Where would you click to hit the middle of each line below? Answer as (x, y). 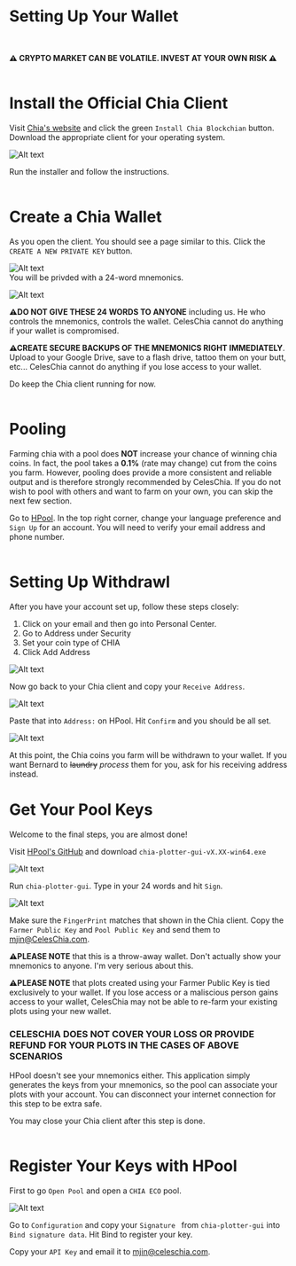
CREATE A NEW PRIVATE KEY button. (71, 251)
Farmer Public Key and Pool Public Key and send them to (115, 929)
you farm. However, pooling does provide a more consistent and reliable (141, 473)
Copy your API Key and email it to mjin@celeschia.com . (110, 1251)
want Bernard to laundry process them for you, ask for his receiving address (148, 764)
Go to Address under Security (76, 633)
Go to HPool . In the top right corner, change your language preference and (145, 518)
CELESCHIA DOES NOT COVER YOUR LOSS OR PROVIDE (132, 1034)
